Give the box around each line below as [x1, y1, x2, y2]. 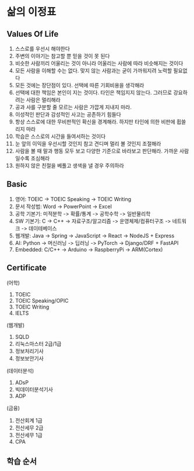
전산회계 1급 [15, 417, 43, 424]
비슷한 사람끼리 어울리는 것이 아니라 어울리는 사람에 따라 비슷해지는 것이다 [15, 60, 184, 67]
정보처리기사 [15, 347, 44, 354]
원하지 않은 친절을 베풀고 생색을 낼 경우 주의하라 [15, 162, 124, 169]
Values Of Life [6, 29, 59, 39]
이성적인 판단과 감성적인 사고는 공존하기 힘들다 [15, 111, 121, 117]
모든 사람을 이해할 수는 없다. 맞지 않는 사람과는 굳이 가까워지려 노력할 [15, 67, 172, 74]
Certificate [6, 263, 47, 273]
